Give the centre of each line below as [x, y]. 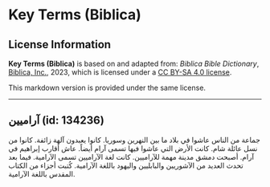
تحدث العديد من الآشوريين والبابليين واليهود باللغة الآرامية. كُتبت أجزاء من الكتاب [126, 165]
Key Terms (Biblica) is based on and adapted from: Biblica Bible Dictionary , [134, 63]
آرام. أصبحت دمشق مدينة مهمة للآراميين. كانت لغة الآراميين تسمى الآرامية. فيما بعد [131, 157]
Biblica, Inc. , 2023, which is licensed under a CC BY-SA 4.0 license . [120, 72]
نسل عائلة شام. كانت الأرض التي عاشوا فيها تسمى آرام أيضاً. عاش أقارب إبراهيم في [133, 148]
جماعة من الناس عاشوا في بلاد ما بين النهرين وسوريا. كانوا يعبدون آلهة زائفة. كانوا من [135, 140]
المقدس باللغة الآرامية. [42, 173]
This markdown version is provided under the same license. [107, 87]
